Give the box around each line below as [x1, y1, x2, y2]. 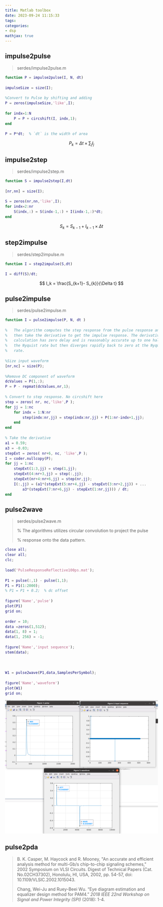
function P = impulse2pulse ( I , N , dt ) [5, 75, 83, 80]
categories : [5, 23, 29, 28]
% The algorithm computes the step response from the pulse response [5, 327, 153, 333]
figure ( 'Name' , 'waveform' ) [5, 681, 60, 686]
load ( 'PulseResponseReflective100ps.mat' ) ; [5, 567, 95, 573]
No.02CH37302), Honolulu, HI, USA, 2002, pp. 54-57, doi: [16, 871, 133, 877]
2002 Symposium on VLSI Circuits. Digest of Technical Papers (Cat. [16, 866, 153, 872]
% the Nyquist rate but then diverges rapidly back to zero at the [5, 343, 149, 348]
